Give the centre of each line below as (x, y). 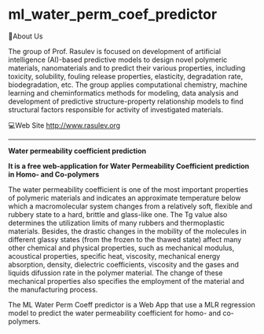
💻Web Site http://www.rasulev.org (64, 125)
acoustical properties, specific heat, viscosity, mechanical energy (114, 256)
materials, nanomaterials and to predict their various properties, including (127, 67)
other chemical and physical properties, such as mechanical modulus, (121, 248)
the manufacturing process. (53, 289)
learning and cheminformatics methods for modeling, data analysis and (123, 93)
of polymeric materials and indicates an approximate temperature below (125, 198)
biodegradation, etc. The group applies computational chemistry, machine (128, 85)
